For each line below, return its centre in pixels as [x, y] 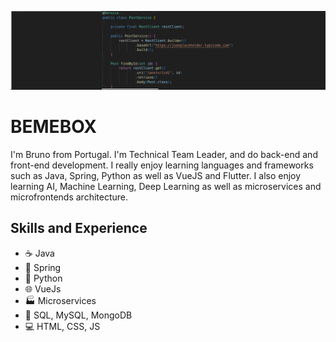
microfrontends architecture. [69, 197]
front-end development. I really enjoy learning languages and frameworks [162, 165]
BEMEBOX [53, 127]
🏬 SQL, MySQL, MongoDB [78, 315]
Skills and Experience [79, 228]
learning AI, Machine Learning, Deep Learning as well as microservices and [166, 186]
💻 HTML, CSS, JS [62, 326]
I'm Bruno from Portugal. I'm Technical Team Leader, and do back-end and [164, 154]
